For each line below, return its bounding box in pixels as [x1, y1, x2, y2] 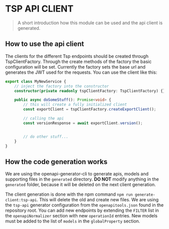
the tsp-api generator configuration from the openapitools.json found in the [5, 202, 164, 208]
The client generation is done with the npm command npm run [5, 191, 133, 197]
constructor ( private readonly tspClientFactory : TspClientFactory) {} [14, 88, 165, 93]
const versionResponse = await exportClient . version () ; [23, 121, 143, 126]
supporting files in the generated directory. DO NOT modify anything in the [5, 176, 159, 182]
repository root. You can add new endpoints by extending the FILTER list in [5, 207, 159, 213]
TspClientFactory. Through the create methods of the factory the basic [5, 59, 152, 65]
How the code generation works [5, 157, 108, 166]
